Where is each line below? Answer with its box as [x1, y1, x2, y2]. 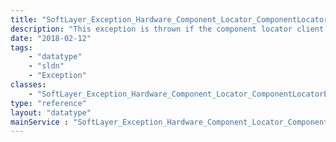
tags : [10, 42, 33, 53]
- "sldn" [28, 61, 65, 71]
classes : [10, 80, 47, 90]
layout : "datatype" [10, 107, 92, 118]
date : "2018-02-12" [10, 33, 92, 43]
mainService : [10, 117, 70, 127]
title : [10, 14, 38, 25]
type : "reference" [10, 98, 87, 108]
